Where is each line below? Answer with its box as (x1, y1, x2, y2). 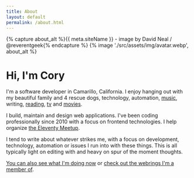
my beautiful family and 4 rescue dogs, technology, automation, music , (6, 95, 178, 102)
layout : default (6, 14, 46, 20)
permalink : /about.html (6, 19, 64, 25)
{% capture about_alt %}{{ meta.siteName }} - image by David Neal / (6, 36, 172, 43)
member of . (6, 166, 34, 173)
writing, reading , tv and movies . (6, 100, 83, 108)
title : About (6, 8, 38, 15)
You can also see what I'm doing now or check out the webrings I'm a (6, 160, 174, 167)
